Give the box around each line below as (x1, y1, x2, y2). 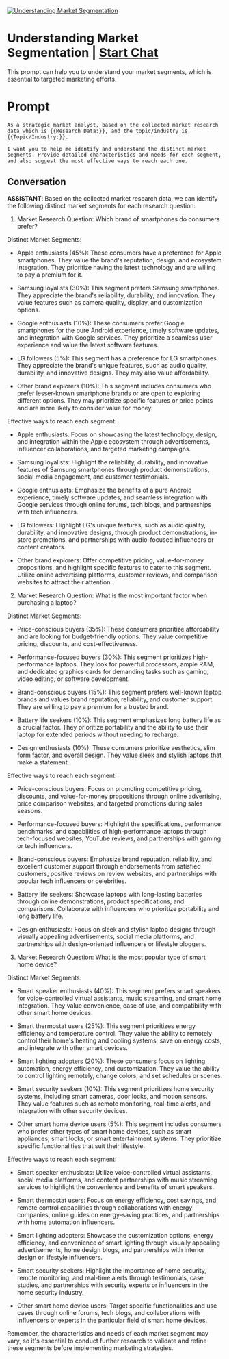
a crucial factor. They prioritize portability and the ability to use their (16, 723, 208, 731)
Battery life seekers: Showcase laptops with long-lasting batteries (16, 890, 202, 898)
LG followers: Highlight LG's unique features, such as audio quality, (16, 521, 206, 529)
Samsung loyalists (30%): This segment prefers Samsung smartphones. (16, 284, 220, 292)
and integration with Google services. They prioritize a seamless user (16, 333, 213, 342)
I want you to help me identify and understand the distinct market (7, 145, 206, 152)
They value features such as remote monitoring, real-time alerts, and (16, 1099, 211, 1108)
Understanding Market (7, 31, 139, 46)
